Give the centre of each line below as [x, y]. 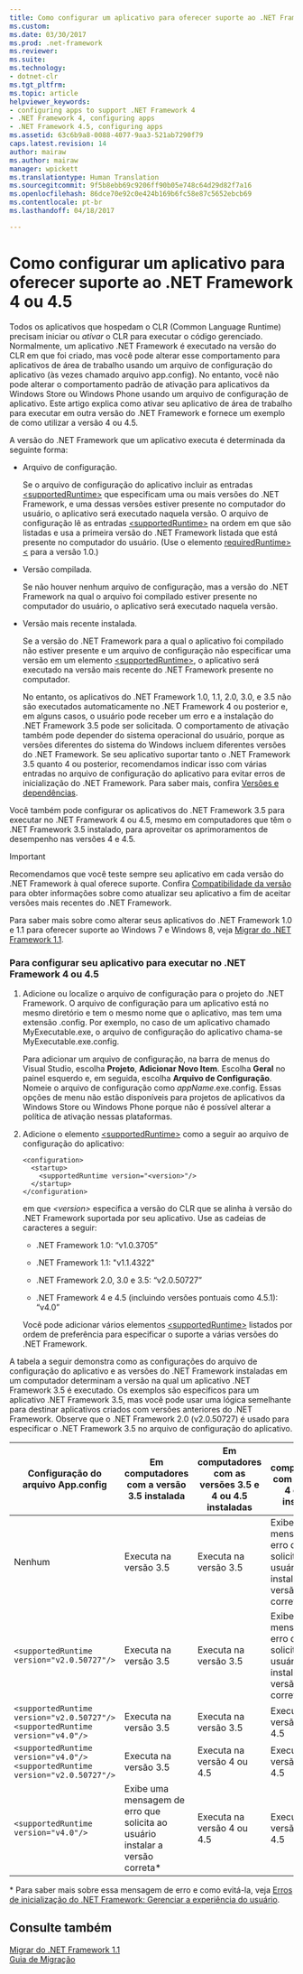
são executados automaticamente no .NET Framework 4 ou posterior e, [155, 706]
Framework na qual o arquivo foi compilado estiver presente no [140, 596]
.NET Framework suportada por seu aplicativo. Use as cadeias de [144, 1218]
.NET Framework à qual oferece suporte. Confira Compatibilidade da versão [150, 883]
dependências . [50, 792]
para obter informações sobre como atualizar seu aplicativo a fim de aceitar [150, 893]
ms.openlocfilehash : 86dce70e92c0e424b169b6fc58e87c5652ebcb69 [131, 194]
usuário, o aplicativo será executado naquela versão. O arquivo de [145, 513]
